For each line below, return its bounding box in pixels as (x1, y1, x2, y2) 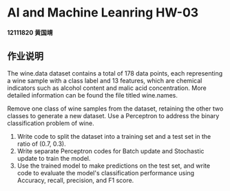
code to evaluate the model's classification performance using (17, 168, 195, 177)
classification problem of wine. (7, 119, 94, 127)
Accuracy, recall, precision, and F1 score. (17, 176, 134, 184)
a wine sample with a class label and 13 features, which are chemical (7, 76, 202, 85)
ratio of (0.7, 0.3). (17, 139, 67, 148)
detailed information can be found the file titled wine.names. (7, 91, 178, 99)
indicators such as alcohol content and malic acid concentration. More (7, 84, 207, 92)
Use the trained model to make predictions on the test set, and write (17, 161, 211, 170)
